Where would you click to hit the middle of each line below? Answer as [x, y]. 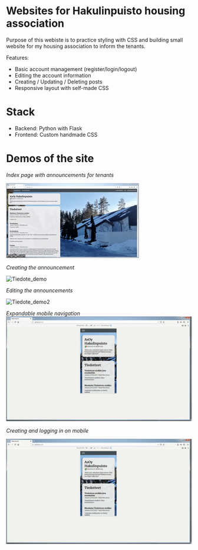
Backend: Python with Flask [48, 128]
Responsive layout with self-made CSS [62, 88]
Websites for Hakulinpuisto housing [96, 11]
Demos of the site [50, 159]
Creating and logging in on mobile [47, 431]
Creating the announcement [40, 267]
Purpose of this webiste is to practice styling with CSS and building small [95, 40]
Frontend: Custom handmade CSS [56, 134]
